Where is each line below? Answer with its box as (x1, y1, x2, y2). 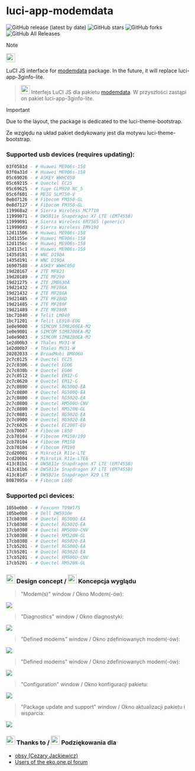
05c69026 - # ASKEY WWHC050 (6, 175, 76, 181)
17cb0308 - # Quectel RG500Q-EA (6, 516, 86, 522)
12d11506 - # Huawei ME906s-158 (6, 230, 86, 236)
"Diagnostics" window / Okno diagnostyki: (20, 613, 124, 620)
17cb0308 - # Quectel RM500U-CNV (6, 527, 89, 533)
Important (6, 106, 30, 113)
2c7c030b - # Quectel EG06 (6, 367, 73, 374)
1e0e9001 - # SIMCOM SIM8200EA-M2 (6, 329, 92, 335)
